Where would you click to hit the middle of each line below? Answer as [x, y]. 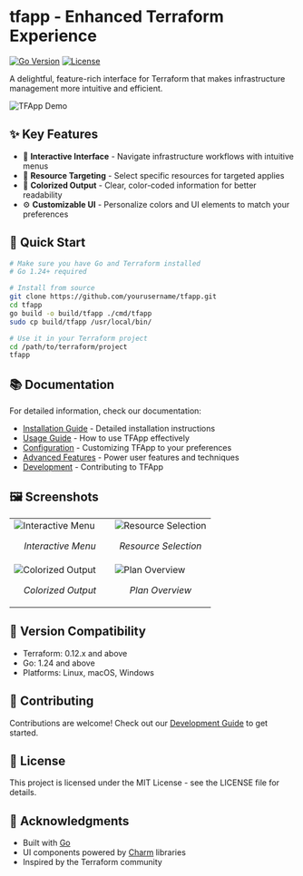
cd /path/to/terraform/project [68, 346]
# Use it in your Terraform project [78, 338]
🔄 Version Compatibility [78, 632]
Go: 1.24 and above [59, 663]
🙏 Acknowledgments [69, 821]
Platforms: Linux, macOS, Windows [88, 672]
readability [42, 195]
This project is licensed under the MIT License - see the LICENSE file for [144, 783]
